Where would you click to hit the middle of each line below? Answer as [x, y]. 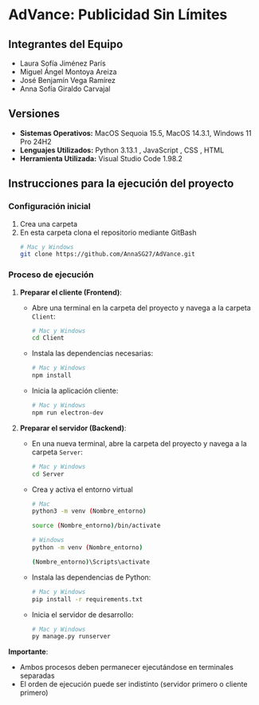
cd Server [48, 474]
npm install [51, 376]
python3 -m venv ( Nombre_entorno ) [89, 511]
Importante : [28, 652]
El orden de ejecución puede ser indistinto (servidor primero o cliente [133, 684]
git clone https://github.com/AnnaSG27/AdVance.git [107, 254]
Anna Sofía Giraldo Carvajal [65, 89]
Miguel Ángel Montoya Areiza [68, 72]
